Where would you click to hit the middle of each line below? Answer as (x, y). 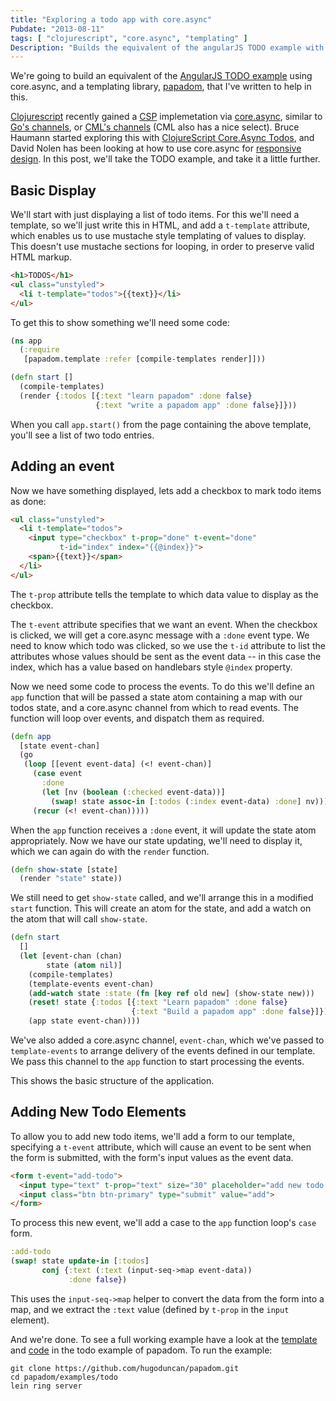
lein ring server (46, 1386)
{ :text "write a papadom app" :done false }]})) (196, 405)
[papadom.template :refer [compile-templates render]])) (145, 359)
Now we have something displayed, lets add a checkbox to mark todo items (166, 490)
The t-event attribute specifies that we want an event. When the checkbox (164, 624)
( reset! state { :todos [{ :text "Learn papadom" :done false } (158, 1002)
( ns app (26, 341)
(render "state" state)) (71, 879)
